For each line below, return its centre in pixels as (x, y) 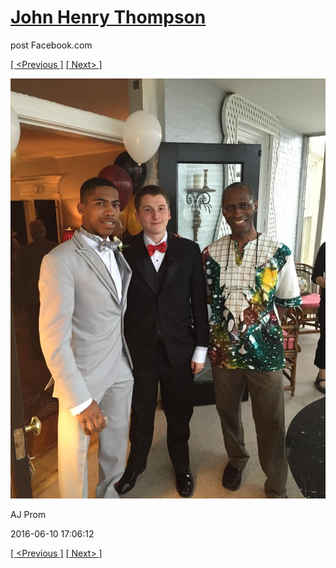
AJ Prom (28, 514)
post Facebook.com (51, 45)
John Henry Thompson (108, 17)
